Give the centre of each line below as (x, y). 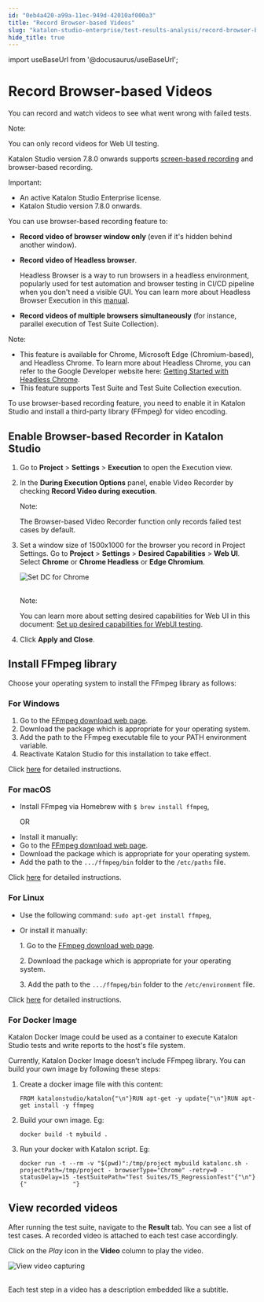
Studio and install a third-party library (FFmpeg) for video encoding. (118, 412)
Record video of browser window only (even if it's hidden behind (126, 237)
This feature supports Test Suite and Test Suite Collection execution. (130, 388)
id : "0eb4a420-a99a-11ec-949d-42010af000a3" (82, 15)
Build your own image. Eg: (62, 1120)
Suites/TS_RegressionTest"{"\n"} (201, 1177)
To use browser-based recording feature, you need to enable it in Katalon (127, 403)
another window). (48, 245)
